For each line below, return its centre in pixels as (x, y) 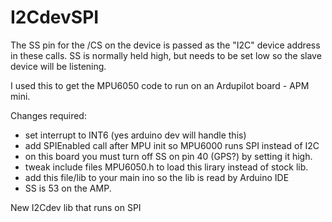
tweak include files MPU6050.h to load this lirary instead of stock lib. (166, 167)
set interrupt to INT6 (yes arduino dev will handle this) (135, 135)
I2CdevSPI (55, 17)
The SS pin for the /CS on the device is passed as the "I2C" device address (165, 45)
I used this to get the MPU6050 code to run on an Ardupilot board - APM (160, 85)
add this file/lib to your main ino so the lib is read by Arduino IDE (157, 177)
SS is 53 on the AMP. (68, 188)
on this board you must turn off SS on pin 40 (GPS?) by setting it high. (168, 156)
